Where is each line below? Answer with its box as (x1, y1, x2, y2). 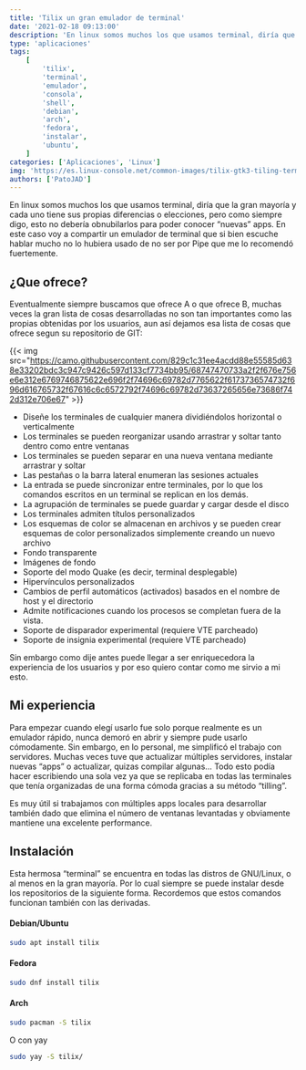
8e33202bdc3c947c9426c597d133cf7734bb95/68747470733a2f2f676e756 (9, 365, 297, 376)
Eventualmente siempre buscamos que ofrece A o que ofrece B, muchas (9, 298, 282, 310)
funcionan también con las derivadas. (9, 897, 151, 908)
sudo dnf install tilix (9, 978, 100, 987)
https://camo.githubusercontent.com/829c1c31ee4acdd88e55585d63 (30, 355, 292, 366)
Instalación (9, 844, 75, 859)
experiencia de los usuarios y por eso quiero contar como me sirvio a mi (9, 662, 280, 673)
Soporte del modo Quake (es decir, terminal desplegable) (22, 566, 239, 577)
